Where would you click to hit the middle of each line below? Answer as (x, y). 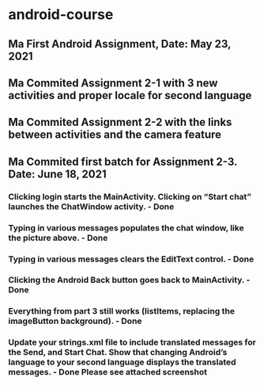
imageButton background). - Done (75, 321)
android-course (61, 15)
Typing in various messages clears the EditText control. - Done (131, 259)
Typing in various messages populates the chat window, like (126, 227)
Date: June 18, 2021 (57, 174)
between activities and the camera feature (115, 135)
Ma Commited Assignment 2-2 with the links (120, 122)
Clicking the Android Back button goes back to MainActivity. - (129, 280)
